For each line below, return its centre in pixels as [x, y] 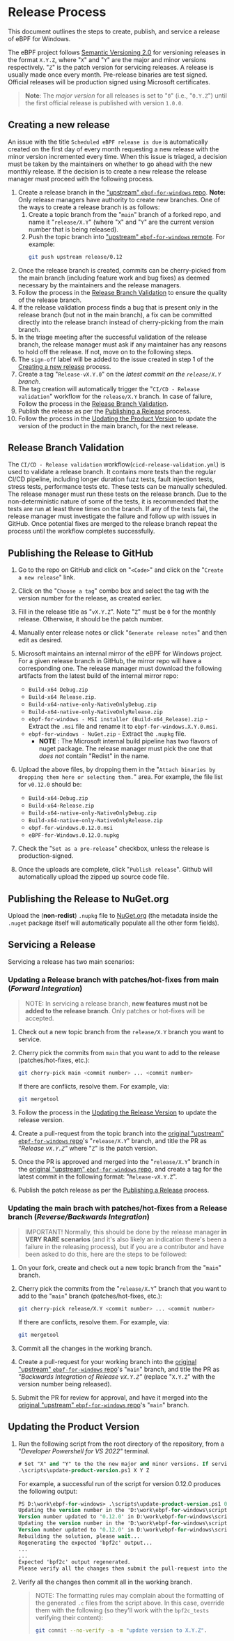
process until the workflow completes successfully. [81, 531]
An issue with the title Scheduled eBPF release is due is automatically [108, 142]
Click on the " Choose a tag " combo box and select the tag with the [114, 591]
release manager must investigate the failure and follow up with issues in [112, 516]
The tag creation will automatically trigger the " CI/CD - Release [109, 388]
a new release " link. [47, 577]
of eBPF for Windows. [39, 38]
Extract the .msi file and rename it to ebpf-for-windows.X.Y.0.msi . [123, 727]
